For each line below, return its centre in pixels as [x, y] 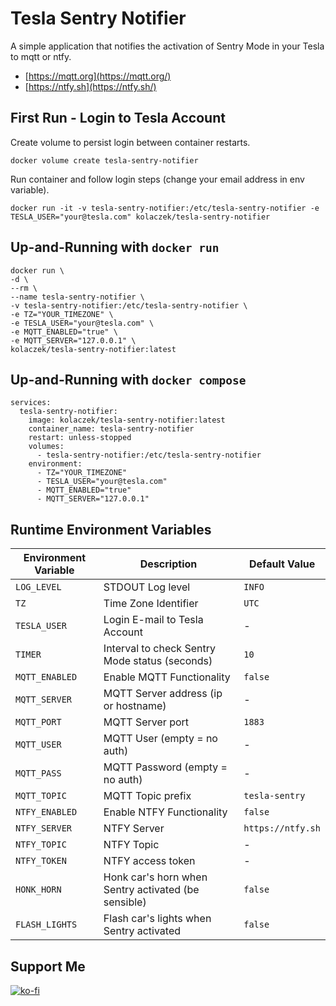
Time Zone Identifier [151, 604]
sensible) [125, 902]
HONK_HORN [38, 890]
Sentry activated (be [151, 890]
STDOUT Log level [147, 587]
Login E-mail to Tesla [153, 620]
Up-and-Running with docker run [115, 247]
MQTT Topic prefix [147, 796]
